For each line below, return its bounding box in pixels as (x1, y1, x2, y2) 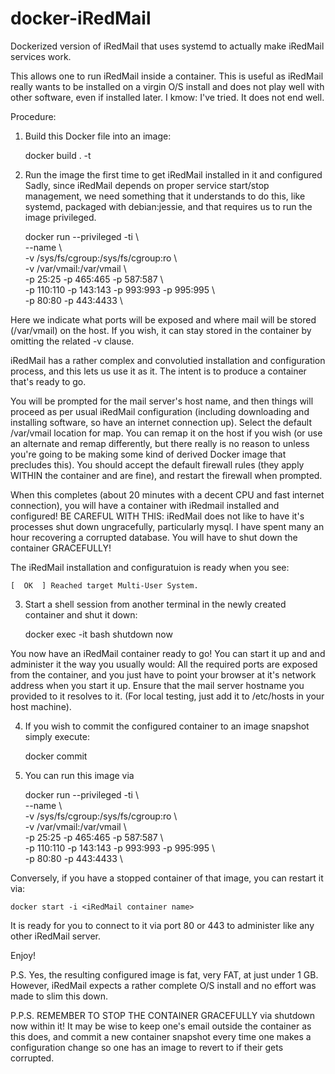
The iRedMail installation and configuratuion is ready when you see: (10, 561, 290, 573)
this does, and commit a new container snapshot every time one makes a (10, 1030, 312, 1042)
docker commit (24, 750, 88, 762)
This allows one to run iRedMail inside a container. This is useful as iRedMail (10, 70, 324, 82)
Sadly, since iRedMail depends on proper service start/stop (24, 179, 270, 191)
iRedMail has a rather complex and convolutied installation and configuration (10, 354, 326, 366)
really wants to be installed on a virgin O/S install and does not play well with (10, 80, 325, 92)
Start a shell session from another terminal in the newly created (24, 598, 287, 610)
